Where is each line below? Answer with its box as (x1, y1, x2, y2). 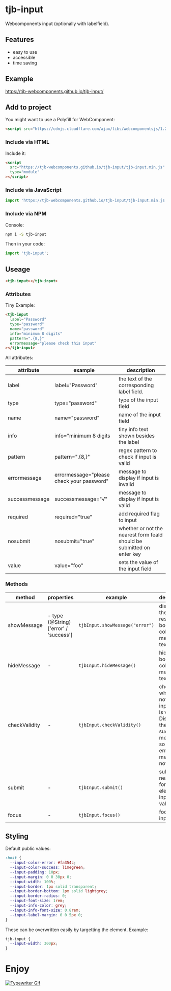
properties (47, 594, 74, 601)
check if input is (119, 454, 157, 461)
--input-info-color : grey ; (10, 903, 67, 908)
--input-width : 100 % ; (10, 879, 56, 884)
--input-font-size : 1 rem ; (10, 898, 65, 904)
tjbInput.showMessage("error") (78, 622, 154, 628)
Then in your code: (5, 241, 45, 247)
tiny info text (119, 426, 149, 433)
